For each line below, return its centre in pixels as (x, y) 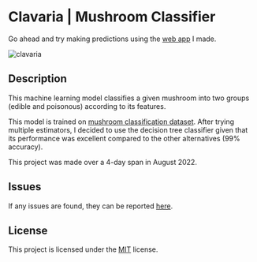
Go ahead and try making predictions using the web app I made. (112, 39)
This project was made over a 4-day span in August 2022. (102, 162)
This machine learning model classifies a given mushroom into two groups (129, 98)
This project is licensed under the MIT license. (83, 249)
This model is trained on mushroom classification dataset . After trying (121, 122)
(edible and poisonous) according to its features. (87, 106)
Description (37, 79)
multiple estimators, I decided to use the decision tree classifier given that (128, 129)
